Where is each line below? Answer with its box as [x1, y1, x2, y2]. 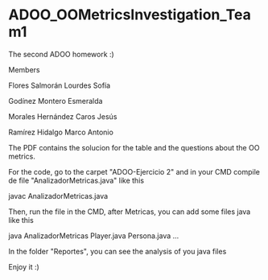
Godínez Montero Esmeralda [8, 96, 103, 105]
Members [8, 64, 40, 74]
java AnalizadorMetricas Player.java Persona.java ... [8, 231, 179, 241]
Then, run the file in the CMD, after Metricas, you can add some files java [8, 207, 251, 216]
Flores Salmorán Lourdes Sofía [8, 80, 111, 90]
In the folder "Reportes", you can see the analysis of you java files [8, 246, 227, 256]
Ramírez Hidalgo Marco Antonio [8, 127, 114, 137]
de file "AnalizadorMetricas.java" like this [8, 175, 145, 185]
